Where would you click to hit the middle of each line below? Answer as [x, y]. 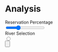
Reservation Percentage [29, 22]
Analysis [23, 9]
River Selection [20, 33]
